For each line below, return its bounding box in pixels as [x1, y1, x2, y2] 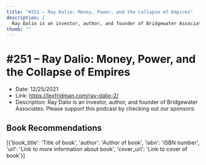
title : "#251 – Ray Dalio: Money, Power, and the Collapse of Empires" [6, 9, 193, 15]
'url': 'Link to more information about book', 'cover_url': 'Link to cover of [6, 145, 188, 153]
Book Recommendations [6, 123, 102, 133]
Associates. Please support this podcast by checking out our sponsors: [15, 105, 196, 112]
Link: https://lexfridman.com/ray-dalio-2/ [15, 92, 119, 100]
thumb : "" [6, 26, 32, 32]
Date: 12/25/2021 [15, 86, 59, 93]
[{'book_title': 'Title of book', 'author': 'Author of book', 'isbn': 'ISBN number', [6, 139, 200, 146]
